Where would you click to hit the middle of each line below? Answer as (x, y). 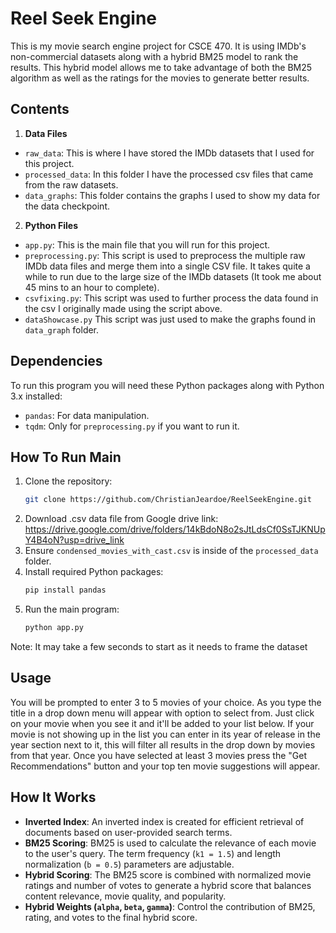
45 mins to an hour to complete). (92, 287)
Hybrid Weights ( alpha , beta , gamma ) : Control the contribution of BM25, (170, 906)
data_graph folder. (62, 329)
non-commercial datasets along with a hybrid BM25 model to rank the (154, 56)
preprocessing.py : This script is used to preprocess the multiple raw (165, 255)
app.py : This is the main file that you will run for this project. (147, 244)
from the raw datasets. (71, 184)
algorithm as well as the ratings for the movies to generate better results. (160, 78)
